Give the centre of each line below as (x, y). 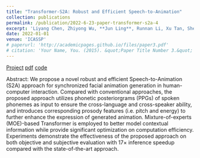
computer (18, 92)
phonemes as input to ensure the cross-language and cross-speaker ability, (99, 104)
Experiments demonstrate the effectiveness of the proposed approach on (96, 136)
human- (173, 85)
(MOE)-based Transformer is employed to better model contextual (87, 123)
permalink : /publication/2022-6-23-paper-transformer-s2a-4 (82, 23)
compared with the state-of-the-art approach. (62, 148)
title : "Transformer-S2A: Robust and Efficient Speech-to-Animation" (94, 12)
